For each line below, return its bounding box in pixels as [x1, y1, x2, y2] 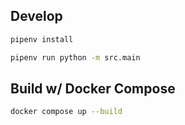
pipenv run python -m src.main [10, 52, 141, 63]
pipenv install [10, 34, 74, 44]
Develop [10, 8, 63, 25]
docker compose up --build [10, 107, 123, 117]
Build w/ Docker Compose [10, 80, 176, 97]
